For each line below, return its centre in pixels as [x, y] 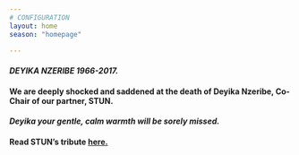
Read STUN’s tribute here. [59, 142]
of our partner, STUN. [73, 100]
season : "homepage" [46, 34]
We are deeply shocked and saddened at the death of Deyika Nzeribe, [142, 91]
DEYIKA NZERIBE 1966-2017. [64, 70]
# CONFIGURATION [39, 17]
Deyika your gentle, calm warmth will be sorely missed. [115, 121]
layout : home [34, 26]
